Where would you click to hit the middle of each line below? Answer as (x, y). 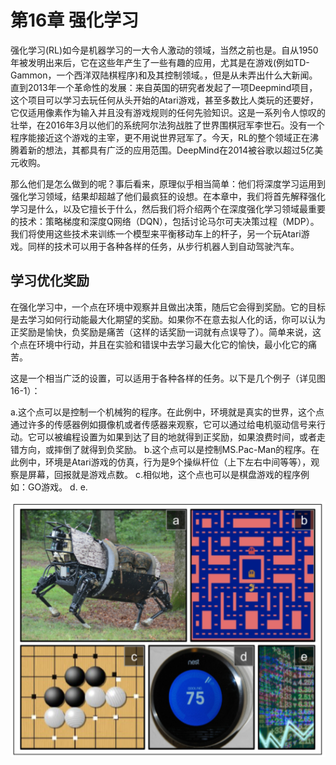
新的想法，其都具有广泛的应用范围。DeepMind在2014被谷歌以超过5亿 (171, 150)
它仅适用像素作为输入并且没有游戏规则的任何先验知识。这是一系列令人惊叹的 (168, 112)
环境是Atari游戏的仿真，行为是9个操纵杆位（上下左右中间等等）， (178, 462)
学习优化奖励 (50, 281)
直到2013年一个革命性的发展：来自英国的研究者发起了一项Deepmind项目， (164, 87)
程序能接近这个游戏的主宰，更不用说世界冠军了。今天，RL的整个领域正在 (160, 137)
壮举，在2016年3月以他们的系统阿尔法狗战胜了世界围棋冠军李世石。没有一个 (167, 125)
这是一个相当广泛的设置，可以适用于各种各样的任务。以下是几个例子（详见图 (168, 378)
